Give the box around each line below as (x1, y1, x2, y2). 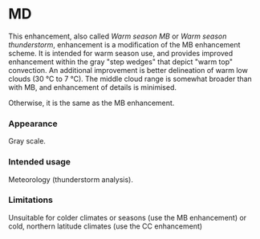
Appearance (8, 118, 58, 129)
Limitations (8, 194, 54, 205)
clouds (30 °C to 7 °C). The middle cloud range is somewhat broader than (8, 74, 253, 83)
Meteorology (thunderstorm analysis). (8, 174, 134, 184)
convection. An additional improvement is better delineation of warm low (8, 65, 249, 75)
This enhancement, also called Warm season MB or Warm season (8, 31, 227, 41)
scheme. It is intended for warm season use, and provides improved (8, 48, 234, 58)
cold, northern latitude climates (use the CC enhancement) (8, 221, 203, 231)
